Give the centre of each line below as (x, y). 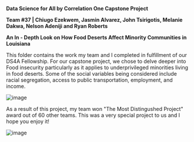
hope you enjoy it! (28, 121)
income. (16, 86)
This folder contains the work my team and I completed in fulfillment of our (96, 55)
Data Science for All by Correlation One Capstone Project (77, 9)
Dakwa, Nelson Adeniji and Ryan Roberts (57, 26)
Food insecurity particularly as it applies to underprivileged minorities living (97, 67)
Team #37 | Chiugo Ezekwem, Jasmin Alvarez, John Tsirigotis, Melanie (94, 20)
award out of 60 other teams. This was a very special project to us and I (93, 115)
